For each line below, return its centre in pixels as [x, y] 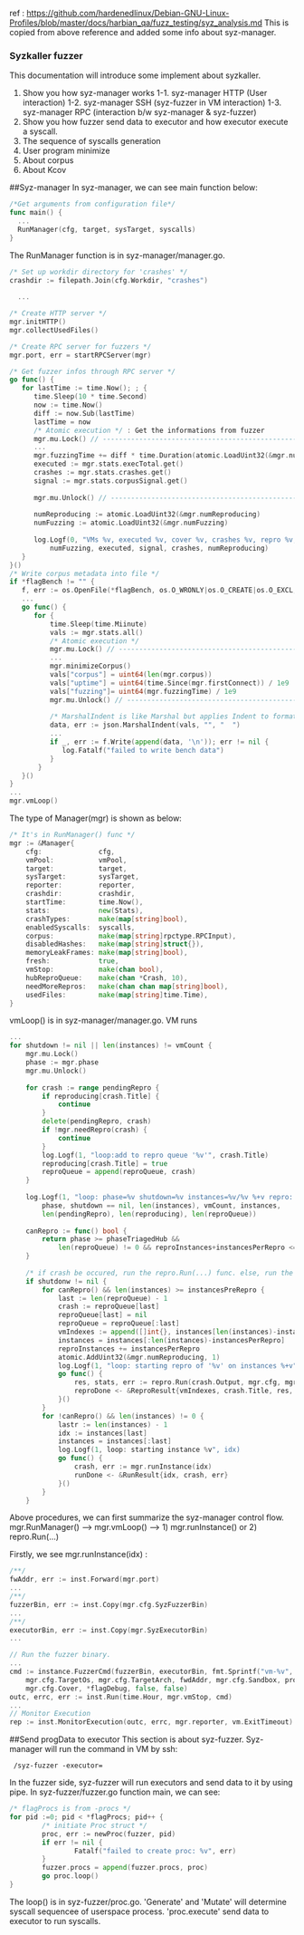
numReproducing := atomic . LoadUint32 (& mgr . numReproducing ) [147, 515]
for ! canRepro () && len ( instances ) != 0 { [123, 1416]
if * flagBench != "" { [52, 582]
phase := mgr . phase [62, 1063]
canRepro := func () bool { [76, 1231]
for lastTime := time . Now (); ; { [84, 389]
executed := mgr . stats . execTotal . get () [108, 464]
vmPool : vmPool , [76, 860]
